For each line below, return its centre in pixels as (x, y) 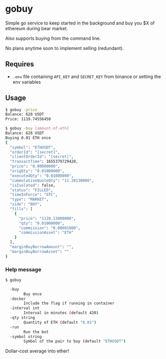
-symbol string (26, 337)
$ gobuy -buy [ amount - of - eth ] (37, 129)
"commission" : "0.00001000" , (49, 228)
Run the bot (36, 332)
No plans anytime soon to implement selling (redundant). (65, 48)
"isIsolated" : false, (33, 185)
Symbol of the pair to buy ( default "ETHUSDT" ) (75, 341)
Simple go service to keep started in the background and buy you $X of (80, 23)
